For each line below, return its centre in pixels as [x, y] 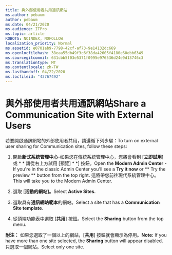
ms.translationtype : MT [31, 62]
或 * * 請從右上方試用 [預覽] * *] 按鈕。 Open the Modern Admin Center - [90, 163]
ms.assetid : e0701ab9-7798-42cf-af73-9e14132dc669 [61, 48]
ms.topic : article [25, 34]
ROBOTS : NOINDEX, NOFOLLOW [34, 39]
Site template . [28, 208]
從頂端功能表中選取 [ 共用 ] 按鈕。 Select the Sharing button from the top [88, 219]
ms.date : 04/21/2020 [27, 24]
